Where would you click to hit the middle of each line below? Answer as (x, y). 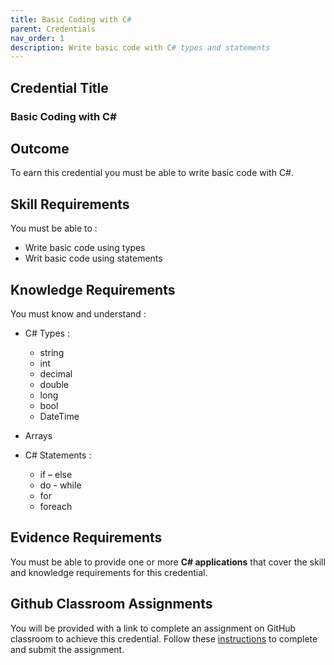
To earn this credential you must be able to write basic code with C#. (152, 173)
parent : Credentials (53, 29)
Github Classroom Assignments (111, 604)
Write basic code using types (85, 248)
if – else (56, 474)
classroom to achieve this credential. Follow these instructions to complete (164, 638)
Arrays (38, 435)
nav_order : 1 (37, 38)
